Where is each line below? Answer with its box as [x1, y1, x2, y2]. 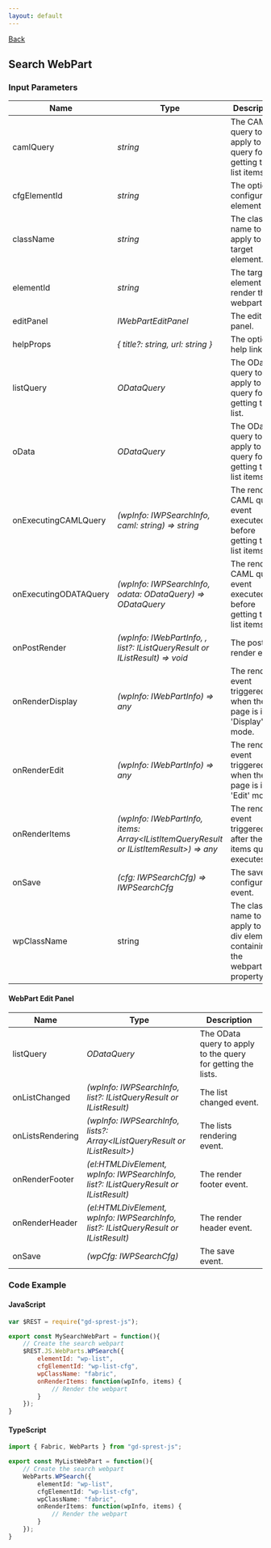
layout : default [8, 11, 63, 20]
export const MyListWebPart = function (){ [8, 1457, 153, 1465]
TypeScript [8, 1425, 47, 1435]
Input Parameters [8, 82, 78, 93]
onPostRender [12, 643, 67, 654]
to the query [199, 1048, 246, 1059]
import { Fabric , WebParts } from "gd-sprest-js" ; [8, 1443, 182, 1451]
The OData [199, 1028, 241, 1039]
